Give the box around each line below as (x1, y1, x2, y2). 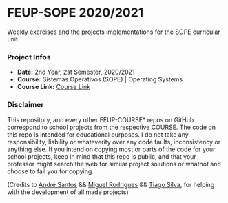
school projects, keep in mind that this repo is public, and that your (7, 152, 196, 160)
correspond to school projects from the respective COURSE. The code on (7, 123, 216, 131)
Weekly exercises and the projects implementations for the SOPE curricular (7, 28, 220, 36)
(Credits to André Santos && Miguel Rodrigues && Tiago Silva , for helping (7, 180, 215, 188)
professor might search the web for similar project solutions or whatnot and (7, 159, 222, 168)
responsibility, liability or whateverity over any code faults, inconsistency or (7, 137, 221, 146)
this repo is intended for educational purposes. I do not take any (7, 130, 189, 139)
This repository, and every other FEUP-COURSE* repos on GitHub (7, 115, 194, 124)
